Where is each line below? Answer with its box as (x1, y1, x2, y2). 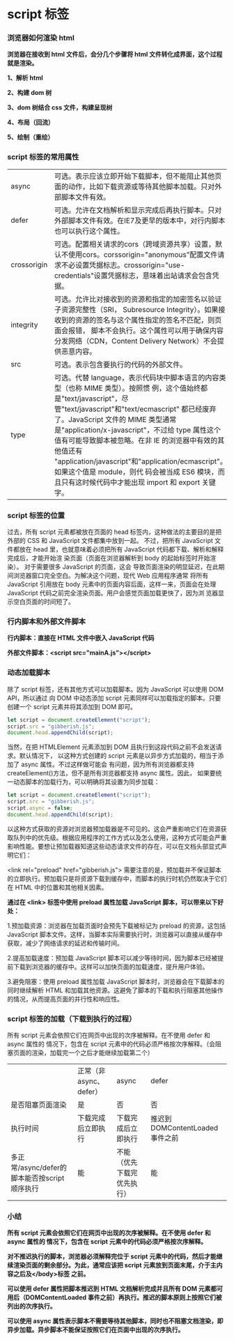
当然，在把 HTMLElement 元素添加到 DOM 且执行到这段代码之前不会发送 (7, 743, 216, 751)
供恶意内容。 (54, 346, 97, 356)
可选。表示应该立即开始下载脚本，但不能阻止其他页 (54, 171, 222, 181)
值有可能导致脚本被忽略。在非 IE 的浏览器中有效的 (54, 435, 218, 445)
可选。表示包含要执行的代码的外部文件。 (54, 359, 187, 369)
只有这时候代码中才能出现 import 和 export (61, 477, 201, 487)
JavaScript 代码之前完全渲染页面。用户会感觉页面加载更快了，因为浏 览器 (7, 589, 219, 597)
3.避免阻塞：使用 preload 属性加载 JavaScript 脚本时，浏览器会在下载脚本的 (7, 977, 225, 985)
